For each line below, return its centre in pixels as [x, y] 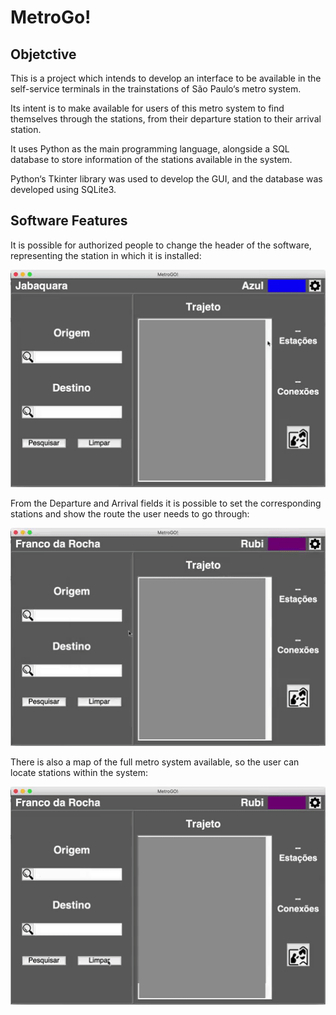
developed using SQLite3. [63, 189]
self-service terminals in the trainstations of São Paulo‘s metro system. [156, 89]
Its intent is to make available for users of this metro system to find [147, 108]
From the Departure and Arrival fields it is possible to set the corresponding [166, 503]
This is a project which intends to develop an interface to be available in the [166, 78]
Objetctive [43, 54]
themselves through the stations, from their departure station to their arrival [166, 119]
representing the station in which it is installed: [106, 255]
